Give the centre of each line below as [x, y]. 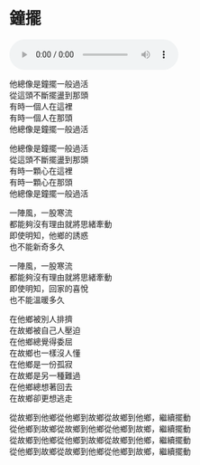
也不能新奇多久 [37, 246]
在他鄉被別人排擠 [41, 318]
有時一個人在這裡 [41, 106]
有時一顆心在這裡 [41, 171]
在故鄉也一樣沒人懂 [45, 353]
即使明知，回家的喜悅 [49, 288]
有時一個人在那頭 [41, 118]
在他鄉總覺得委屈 [41, 341]
